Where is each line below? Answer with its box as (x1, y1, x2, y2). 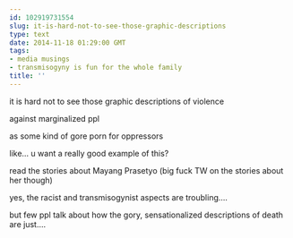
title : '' (9, 72, 47, 81)
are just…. (9, 218, 47, 229)
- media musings (9, 55, 70, 64)
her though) (9, 174, 54, 185)
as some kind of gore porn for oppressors (9, 131, 164, 141)
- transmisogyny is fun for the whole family (9, 64, 182, 72)
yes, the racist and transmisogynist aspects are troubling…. (9, 191, 228, 202)
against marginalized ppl (9, 113, 100, 123)
